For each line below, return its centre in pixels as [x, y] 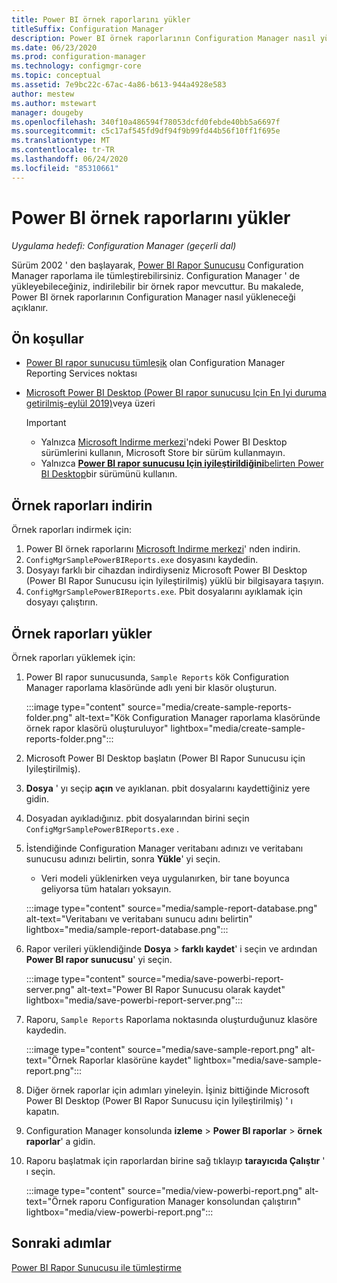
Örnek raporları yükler [82, 633]
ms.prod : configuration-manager [78, 57]
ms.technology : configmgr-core [76, 66]
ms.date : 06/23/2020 [54, 47]
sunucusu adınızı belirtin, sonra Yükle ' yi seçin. [123, 859]
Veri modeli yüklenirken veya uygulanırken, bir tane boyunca [165, 878]
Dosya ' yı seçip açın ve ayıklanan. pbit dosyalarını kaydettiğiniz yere [168, 788]
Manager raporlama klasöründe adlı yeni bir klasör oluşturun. [151, 687]
